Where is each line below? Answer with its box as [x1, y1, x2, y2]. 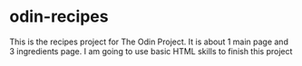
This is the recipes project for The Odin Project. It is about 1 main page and [9, 36, 288, 47]
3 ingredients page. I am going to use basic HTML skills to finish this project [9, 45, 293, 56]
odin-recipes [9, 6, 109, 27]
